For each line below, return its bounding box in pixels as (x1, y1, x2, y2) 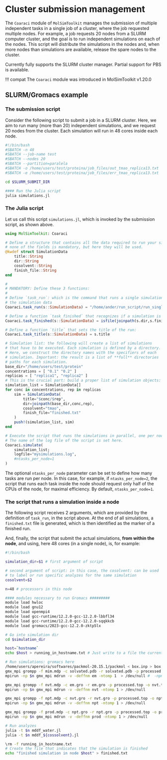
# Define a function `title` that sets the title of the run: (5, 327, 137, 332)
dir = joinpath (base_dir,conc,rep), (23, 401, 94, 406)
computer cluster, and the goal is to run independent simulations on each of (5, 36, 161, 42)
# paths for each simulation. (5, 359, 68, 364)
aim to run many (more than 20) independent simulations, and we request (5, 122, 156, 128)
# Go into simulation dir (5, 632, 59, 637)
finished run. (5, 526, 31, 532)
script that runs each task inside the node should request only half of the (5, 481, 154, 487)
